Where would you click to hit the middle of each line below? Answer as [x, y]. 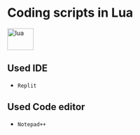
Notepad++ [32, 124]
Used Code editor [46, 107]
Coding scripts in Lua [70, 13]
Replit [27, 86]
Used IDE [27, 69]
